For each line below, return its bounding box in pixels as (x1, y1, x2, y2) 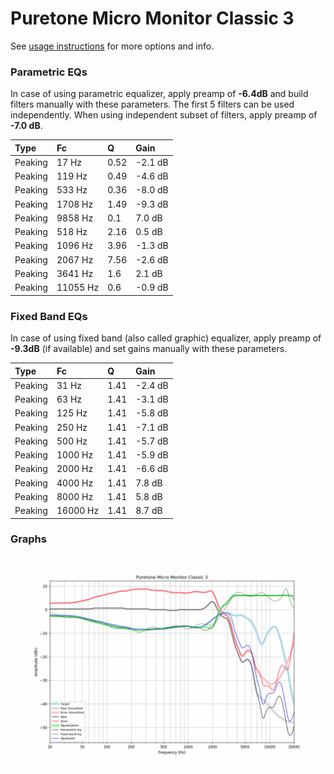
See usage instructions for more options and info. (10, 40, 215, 52)
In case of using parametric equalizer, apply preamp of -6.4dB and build (10, 88, 309, 100)
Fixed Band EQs (10, 309, 88, 323)
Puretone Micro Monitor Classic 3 (10, 7, 295, 30)
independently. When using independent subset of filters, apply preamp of (10, 109, 318, 121)
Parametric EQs (10, 65, 88, 79)
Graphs (10, 532, 47, 546)
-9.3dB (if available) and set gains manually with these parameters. (10, 343, 288, 355)
